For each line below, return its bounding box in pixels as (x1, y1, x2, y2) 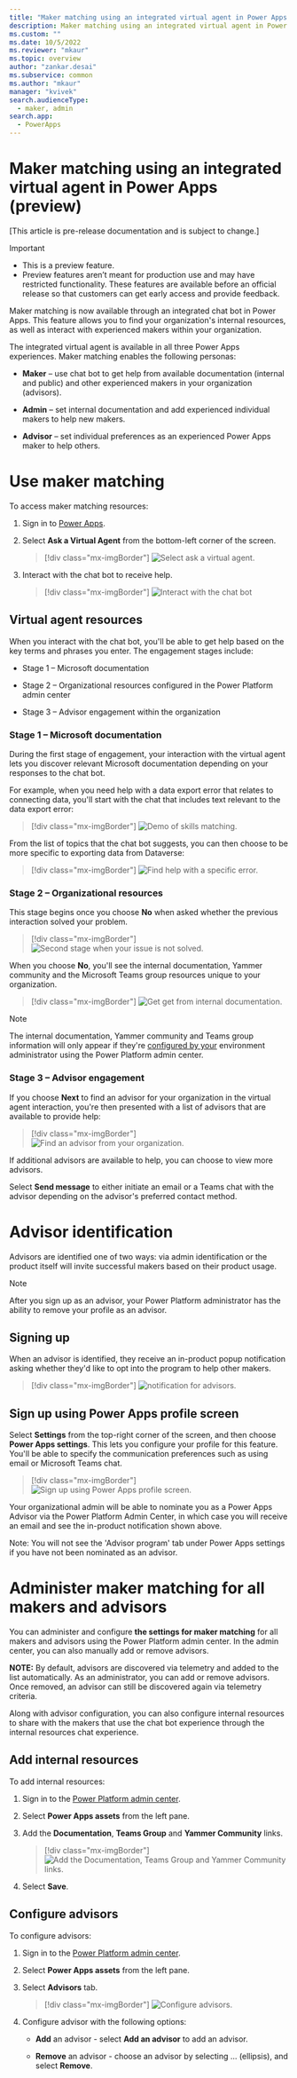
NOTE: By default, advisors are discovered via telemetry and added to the (9, 1663, 279, 1673)
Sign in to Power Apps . (21, 518, 106, 528)
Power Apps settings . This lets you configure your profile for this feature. (9, 1439, 278, 1450)
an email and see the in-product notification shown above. (9, 1521, 223, 1531)
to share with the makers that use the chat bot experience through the (9, 1718, 265, 1728)
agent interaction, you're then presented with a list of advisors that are (9, 1102, 267, 1112)
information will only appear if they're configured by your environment (9, 1040, 266, 1051)
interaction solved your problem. (9, 916, 129, 928)
